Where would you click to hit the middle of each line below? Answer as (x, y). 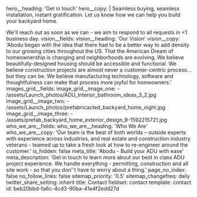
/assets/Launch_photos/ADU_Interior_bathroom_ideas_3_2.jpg (81, 95)
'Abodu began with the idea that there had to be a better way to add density (98, 45)
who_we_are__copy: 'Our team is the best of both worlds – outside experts (96, 132)
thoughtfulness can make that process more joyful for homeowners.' (89, 82)
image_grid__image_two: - (38, 101)
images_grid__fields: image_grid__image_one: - (63, 89)
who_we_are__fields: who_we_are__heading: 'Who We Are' (77, 126)
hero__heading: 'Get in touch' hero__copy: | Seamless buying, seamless (93, 9)
